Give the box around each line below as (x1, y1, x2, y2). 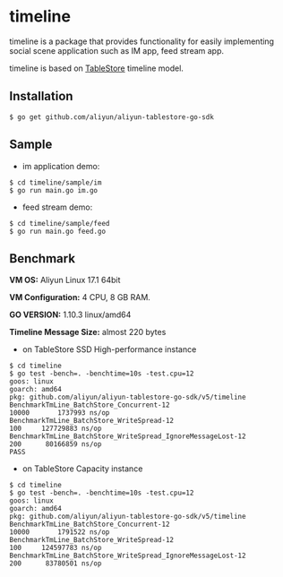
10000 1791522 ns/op (9, 528, 110, 537)
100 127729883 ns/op (9, 424, 102, 434)
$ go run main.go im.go (9, 185, 99, 194)
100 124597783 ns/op (9, 544, 102, 553)
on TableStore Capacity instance (21, 463, 143, 474)
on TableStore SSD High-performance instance (21, 344, 197, 355)
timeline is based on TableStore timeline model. (9, 63, 184, 73)
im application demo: (21, 160, 100, 171)
